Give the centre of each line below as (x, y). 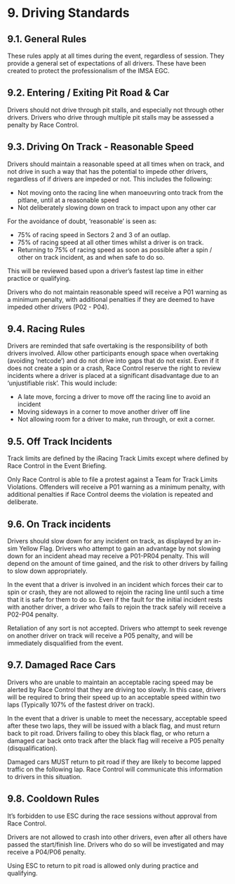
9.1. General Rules (47, 39)
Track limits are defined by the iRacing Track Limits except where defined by (118, 458)
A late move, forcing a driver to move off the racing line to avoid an (114, 397)
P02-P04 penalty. (33, 614)
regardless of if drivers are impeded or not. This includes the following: (110, 179)
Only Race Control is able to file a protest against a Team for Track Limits (113, 479)
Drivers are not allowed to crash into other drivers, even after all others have (117, 837)
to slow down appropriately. (47, 571)
